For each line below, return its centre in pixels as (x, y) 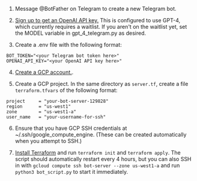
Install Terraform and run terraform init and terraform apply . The (98, 152)
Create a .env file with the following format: (68, 45)
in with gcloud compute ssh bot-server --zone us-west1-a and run (97, 165)
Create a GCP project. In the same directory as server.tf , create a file (102, 84)
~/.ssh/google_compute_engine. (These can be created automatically (101, 134)
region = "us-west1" (38, 106)
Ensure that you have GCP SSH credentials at (71, 128)
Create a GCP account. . (44, 72)
